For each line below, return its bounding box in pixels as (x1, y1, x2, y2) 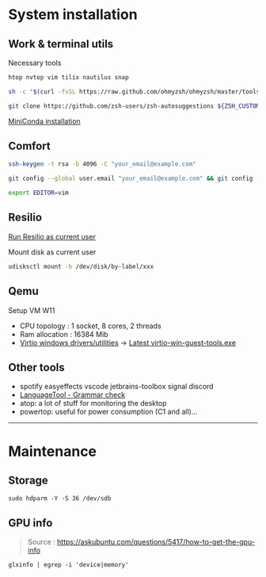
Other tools (8, 361, 65, 374)
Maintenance (8, 442, 97, 460)
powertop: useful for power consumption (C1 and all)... (19, 407, 198, 417)
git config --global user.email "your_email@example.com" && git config (8, 174, 253, 183)
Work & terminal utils (8, 37, 114, 51)
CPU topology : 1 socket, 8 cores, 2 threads (19, 321, 161, 331)
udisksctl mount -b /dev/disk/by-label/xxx (8, 262, 154, 270)
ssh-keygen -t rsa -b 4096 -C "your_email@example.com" (8, 160, 196, 168)
